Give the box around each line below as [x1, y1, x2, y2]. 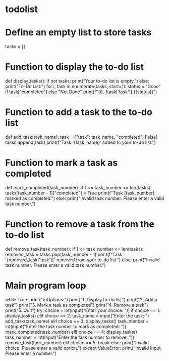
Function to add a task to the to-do [5, 106, 152, 118]
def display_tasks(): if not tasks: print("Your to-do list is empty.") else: [5, 78, 150, 84]
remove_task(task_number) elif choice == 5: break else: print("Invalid [5, 339, 149, 345]
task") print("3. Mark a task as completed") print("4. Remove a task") [5, 302, 148, 308]
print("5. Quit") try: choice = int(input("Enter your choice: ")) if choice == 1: [5, 307, 160, 313]
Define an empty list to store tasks [5, 27, 152, 38]
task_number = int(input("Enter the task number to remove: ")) [5, 334, 135, 340]
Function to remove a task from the [5, 219, 155, 230]
